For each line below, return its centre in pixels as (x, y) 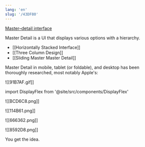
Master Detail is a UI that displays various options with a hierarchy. (73, 38)
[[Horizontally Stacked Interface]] (46, 47)
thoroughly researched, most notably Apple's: (52, 72)
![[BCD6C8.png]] (22, 101)
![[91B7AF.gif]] (20, 82)
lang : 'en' (16, 10)
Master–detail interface (29, 28)
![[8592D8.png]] (22, 130)
